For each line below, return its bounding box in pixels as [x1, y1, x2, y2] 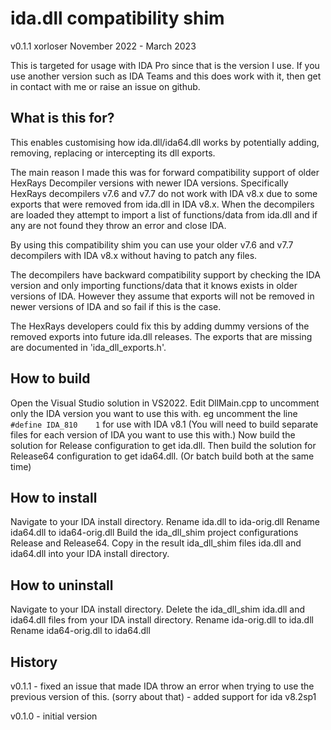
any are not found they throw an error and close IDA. [10, 219, 227, 231]
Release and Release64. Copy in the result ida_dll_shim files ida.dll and [10, 537, 302, 549]
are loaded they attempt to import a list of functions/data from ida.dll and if [10, 208, 318, 221]
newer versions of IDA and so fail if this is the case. [10, 300, 222, 312]
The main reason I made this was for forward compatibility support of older [10, 166, 320, 178]
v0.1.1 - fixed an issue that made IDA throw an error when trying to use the [10, 680, 315, 692]
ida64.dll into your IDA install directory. [10, 548, 170, 560]
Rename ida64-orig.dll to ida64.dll [10, 625, 151, 637]
